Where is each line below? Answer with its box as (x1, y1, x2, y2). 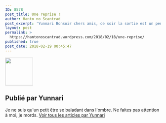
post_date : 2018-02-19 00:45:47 (5, 44, 72, 49)
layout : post (5, 26, 32, 31)
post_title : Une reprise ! (5, 12, 61, 17)
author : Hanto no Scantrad (5, 16, 61, 21)
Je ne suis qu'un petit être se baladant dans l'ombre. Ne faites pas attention (5, 107, 160, 113)
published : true (5, 39, 39, 44)
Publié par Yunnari (5, 94, 64, 102)
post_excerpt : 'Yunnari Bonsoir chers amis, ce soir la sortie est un (5, 21, 154, 26)
